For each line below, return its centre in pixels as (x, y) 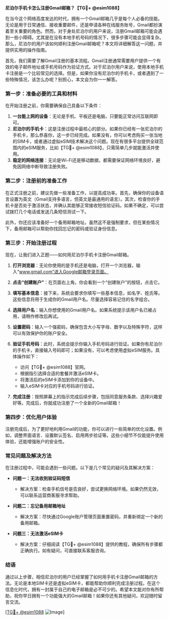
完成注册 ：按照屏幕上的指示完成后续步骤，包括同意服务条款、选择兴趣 (85, 396)
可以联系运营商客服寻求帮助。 (51, 495)
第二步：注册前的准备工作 (36, 181)
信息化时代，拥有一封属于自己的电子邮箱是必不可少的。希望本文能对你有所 (82, 589)
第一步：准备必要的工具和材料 (41, 93)
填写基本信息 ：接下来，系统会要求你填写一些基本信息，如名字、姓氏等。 (87, 293)
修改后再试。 (48, 316)
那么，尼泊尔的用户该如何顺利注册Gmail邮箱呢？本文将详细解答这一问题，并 (84, 44)
